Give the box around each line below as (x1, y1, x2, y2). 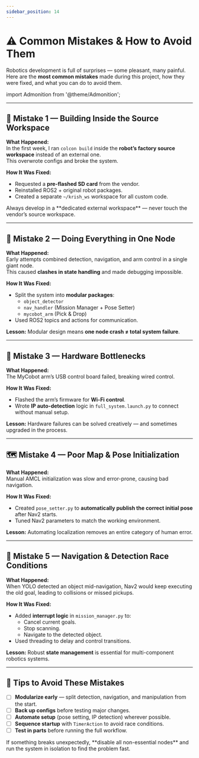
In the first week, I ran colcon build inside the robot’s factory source (6, 145, 175, 152)
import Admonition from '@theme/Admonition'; (6, 90, 121, 98)
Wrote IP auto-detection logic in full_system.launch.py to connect (14, 402, 179, 409)
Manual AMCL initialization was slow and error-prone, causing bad (6, 475, 169, 482)
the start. (14, 700, 37, 708)
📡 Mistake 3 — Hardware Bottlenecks (6, 351, 146, 361)
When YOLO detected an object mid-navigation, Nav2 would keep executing (6, 583, 192, 590)
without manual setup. (14, 409, 69, 416)
